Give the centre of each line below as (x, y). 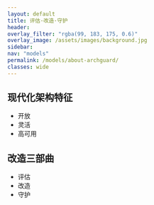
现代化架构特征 (40, 98)
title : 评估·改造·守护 (38, 21)
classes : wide (28, 67)
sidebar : (20, 47)
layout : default (31, 14)
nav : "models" (28, 54)
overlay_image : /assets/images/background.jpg (77, 41)
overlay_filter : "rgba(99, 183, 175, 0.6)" (73, 34)
